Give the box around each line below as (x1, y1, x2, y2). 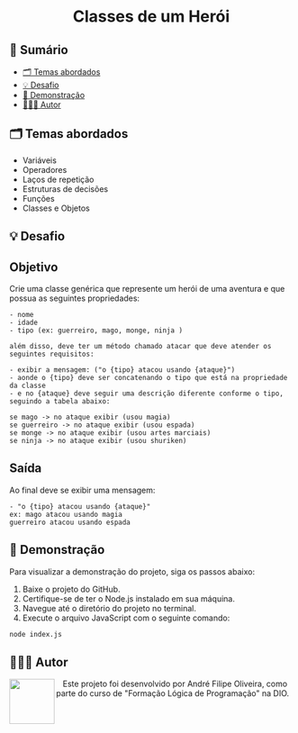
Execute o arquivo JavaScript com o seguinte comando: (22, 612, 230, 623)
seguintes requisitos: (9, 349, 95, 359)
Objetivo (9, 259, 59, 275)
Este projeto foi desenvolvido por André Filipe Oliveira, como (62, 678, 288, 690)
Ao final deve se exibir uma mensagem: (9, 484, 156, 495)
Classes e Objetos (22, 203, 90, 213)
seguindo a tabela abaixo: (9, 397, 111, 406)
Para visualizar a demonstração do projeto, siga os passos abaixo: (9, 566, 255, 577)
